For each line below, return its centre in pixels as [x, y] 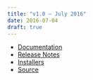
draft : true [25, 27]
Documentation [40, 47]
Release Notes [38, 55]
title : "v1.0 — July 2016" [47, 14]
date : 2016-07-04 [33, 21]
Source [28, 70]
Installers [31, 62]
